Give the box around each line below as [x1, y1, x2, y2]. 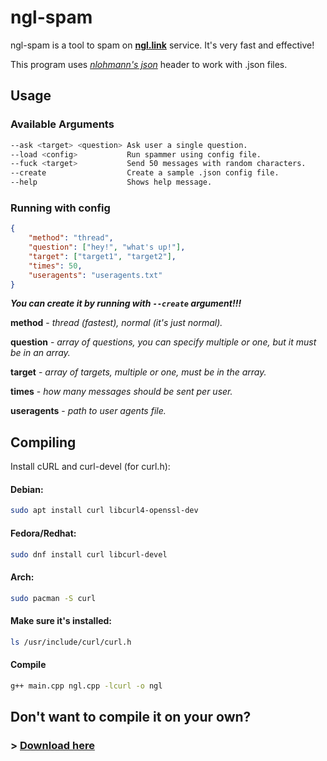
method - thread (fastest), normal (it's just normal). [10, 317, 223, 329]
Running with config [10, 201, 111, 215]
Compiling [10, 434, 77, 451]
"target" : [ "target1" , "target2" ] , [28, 251, 177, 261]
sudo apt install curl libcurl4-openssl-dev [10, 506, 199, 516]
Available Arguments [10, 117, 115, 131]
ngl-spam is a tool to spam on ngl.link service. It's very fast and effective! [10, 39, 315, 51]
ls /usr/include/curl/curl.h [10, 637, 132, 647]
